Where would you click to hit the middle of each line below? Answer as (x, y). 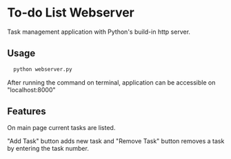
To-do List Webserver (71, 13)
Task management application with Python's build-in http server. (99, 32)
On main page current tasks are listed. (61, 128)
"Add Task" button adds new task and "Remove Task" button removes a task (116, 141)
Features (27, 112)
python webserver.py (43, 69)
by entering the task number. (48, 149)
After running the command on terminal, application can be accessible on (111, 82)
